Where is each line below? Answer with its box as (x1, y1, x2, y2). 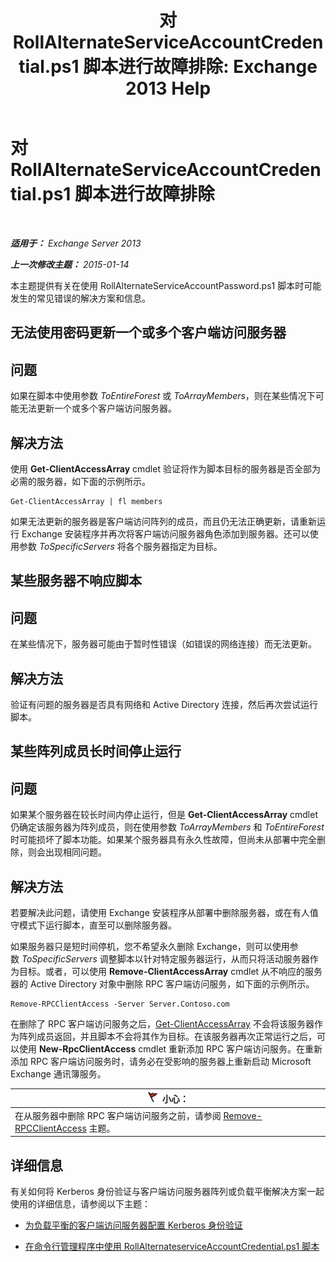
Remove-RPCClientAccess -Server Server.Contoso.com (10, 999, 230, 1009)
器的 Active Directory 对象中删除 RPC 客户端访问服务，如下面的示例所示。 (10, 977, 315, 990)
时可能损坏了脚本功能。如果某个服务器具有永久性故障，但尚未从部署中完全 (10, 834, 317, 846)
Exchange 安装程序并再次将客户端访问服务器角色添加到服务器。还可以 (21, 527, 310, 540)
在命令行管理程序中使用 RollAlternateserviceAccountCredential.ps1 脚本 (24, 1241, 320, 1253)
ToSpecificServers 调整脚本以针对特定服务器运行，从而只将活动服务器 (21, 952, 310, 965)
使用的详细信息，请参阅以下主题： (10, 1198, 151, 1210)
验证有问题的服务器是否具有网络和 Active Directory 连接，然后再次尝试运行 (10, 698, 319, 710)
